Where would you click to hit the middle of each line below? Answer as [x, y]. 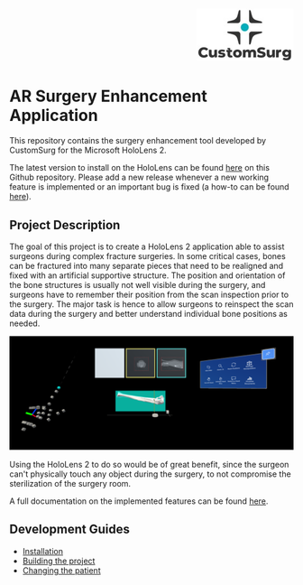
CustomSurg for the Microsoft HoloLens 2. [88, 150]
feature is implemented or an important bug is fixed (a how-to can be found [150, 187]
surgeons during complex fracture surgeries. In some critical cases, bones [147, 255]
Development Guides [70, 529]
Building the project [59, 561]
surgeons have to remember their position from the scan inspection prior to [149, 294]
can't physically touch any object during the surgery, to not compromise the [150, 474]
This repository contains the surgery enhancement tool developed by [138, 141]
